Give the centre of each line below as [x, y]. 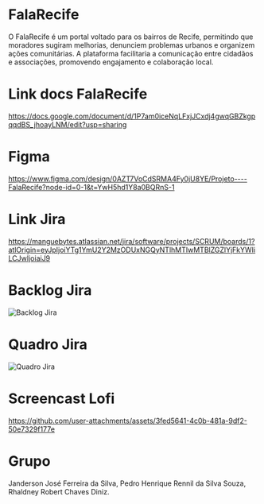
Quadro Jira [48, 344]
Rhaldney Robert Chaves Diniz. [59, 491]
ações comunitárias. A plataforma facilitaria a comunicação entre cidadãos [131, 53]
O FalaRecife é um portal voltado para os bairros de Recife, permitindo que [131, 37]
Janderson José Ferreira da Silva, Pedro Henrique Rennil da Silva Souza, [127, 483]
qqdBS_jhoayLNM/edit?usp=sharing [68, 124]
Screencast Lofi [62, 398]
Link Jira [37, 219]
